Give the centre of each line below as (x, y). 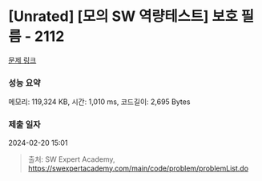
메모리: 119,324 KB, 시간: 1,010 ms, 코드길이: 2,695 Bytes (99, 102)
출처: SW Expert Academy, (71, 159)
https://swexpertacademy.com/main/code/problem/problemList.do (138, 168)
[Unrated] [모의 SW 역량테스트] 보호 (123, 16)
